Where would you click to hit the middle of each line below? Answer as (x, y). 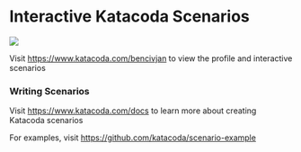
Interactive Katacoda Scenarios (129, 17)
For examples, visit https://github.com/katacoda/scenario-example (133, 138)
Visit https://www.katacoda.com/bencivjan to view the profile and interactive (151, 58)
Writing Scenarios (49, 91)
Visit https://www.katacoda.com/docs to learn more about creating (133, 111)
